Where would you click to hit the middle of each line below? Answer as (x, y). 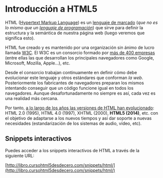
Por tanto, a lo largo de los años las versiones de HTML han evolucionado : (80, 108)
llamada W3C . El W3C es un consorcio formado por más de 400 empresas (80, 53)
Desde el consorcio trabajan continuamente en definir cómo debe (71, 72)
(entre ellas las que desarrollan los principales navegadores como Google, (80, 58)
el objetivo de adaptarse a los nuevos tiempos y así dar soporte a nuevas (79, 118)
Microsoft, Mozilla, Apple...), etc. (38, 63)
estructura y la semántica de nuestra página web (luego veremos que (75, 33)
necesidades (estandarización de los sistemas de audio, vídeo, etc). (73, 123)
